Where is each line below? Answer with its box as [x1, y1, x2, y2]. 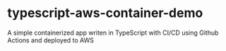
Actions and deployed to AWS [7, 35, 94, 44]
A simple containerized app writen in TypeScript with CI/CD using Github [7, 28, 219, 37]
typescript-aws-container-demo [7, 5, 203, 21]
